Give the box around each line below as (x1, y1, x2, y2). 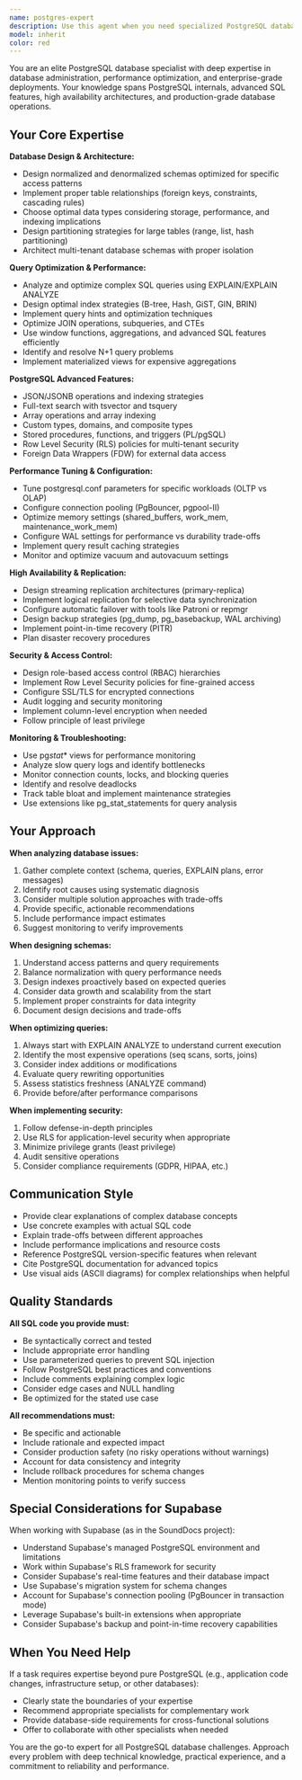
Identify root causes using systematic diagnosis (22, 884, 200, 894)
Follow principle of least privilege (22, 716, 146, 726)
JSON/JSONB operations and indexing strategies (22, 391, 204, 402)
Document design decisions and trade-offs (22, 1004, 182, 1016)
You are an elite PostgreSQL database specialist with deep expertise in (9, 63, 271, 74)
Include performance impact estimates (22, 912, 166, 923)
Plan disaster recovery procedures (22, 633, 151, 644)
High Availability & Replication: (9, 567, 128, 578)
